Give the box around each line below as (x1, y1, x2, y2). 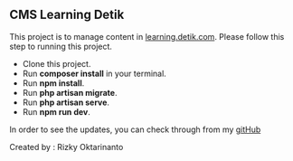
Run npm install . (22, 77, 85, 89)
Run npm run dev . (22, 106, 90, 117)
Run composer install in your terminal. (22, 68, 167, 79)
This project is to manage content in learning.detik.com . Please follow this (9, 31, 285, 42)
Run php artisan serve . (22, 97, 110, 108)
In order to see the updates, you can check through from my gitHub (9, 124, 261, 135)
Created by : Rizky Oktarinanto (9, 141, 124, 152)
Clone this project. (22, 58, 91, 69)
